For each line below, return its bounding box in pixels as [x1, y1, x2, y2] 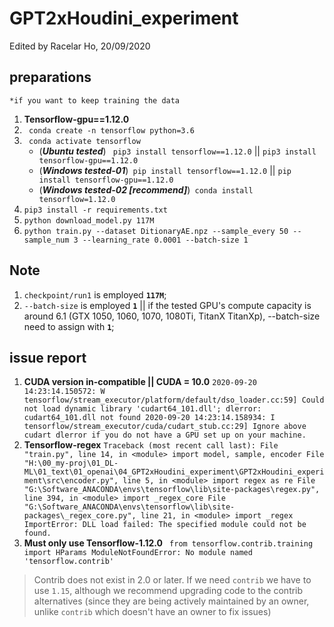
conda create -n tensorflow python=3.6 [28, 125, 195, 136]
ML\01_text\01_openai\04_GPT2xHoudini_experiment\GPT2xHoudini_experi [23, 467, 325, 477]
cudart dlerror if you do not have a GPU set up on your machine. [23, 430, 307, 441]
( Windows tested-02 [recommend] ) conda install [38, 183, 254, 196]
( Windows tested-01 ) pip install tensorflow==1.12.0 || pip [38, 164, 292, 176]
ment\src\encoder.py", [23, 476, 119, 486]
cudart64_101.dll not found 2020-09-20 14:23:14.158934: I [23, 413, 276, 423]
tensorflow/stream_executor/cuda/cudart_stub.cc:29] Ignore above [23, 422, 307, 432]
